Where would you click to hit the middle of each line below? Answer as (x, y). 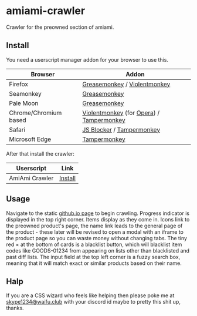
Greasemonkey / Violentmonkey (126, 84)
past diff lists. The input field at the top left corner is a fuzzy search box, (93, 257)
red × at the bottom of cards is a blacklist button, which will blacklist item (94, 244)
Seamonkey (26, 93)
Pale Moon (24, 103)
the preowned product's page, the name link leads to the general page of (94, 226)
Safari (17, 129)
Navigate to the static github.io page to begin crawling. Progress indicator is (98, 213)
